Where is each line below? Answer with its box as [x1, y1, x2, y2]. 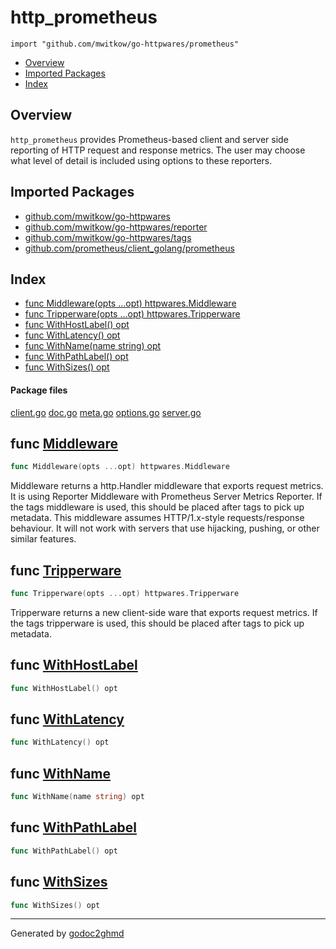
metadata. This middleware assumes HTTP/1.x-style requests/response [10, 512, 305, 524]
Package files [10, 384, 68, 396]
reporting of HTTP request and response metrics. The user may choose [10, 144, 306, 156]
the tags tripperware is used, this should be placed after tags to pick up [10, 617, 305, 629]
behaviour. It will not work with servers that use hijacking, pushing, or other [10, 522, 320, 535]
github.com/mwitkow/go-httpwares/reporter [24, 221, 208, 233]
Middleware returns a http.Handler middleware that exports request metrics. [10, 480, 324, 492]
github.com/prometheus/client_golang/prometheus [24, 242, 235, 254]
